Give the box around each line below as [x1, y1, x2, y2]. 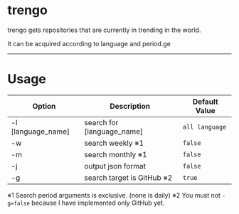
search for [84, 117, 119, 127]
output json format [84, 161, 147, 171]
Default [192, 97, 218, 107]
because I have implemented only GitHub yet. [31, 198, 165, 207]
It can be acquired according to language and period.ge [7, 39, 171, 48]
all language [182, 123, 227, 131]
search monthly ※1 [84, 149, 147, 159]
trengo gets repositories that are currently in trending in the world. [7, 26, 201, 34]
